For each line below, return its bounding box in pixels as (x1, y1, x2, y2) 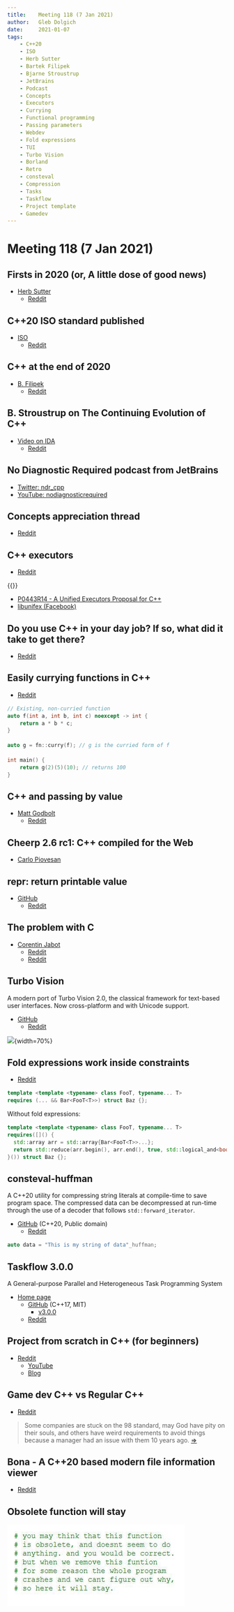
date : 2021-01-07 (7, 26, 70, 33)
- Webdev (19, 129, 45, 136)
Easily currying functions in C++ (7, 672, 151, 684)
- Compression (19, 181, 61, 188)
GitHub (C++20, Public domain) (17, 1220, 108, 1228)
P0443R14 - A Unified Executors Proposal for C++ (17, 595, 162, 603)
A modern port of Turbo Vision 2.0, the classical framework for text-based (7, 993, 220, 1002)
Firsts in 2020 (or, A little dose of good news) (7, 269, 207, 281)
